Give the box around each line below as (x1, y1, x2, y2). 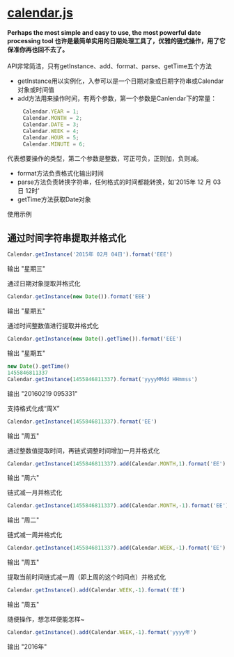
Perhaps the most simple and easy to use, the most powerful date (7, 28, 201, 36)
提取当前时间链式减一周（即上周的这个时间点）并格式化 (7, 573, 166, 581)
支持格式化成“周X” (7, 404, 60, 412)
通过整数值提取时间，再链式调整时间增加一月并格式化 (7, 446, 160, 454)
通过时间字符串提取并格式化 (7, 232, 127, 245)
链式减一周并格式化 (7, 531, 63, 539)
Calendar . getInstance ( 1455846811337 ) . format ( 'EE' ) (7, 418, 157, 425)
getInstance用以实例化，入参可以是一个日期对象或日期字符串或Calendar (17, 77, 224, 85)
